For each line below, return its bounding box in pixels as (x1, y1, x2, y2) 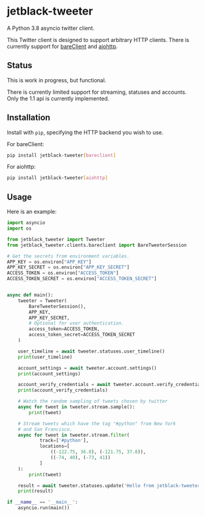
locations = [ (39, 443, 70, 449)
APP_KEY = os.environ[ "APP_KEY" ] (7, 259, 92, 265)
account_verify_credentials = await (18, 382, 111, 388)
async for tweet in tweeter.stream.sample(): (18, 404, 136, 410)
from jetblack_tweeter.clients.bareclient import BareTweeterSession (7, 242, 187, 248)
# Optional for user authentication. (29, 320, 124, 326)
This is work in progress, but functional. (7, 76, 106, 83)
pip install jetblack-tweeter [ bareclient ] (7, 152, 116, 158)
